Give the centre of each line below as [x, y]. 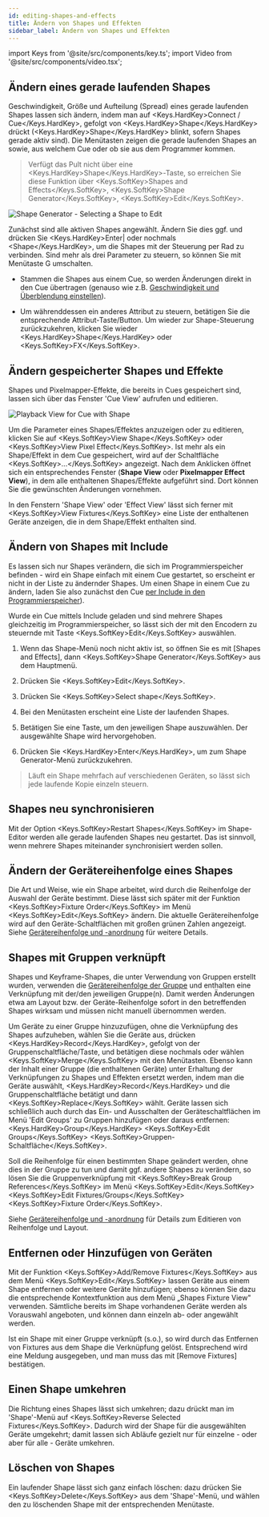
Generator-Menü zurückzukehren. [76, 760]
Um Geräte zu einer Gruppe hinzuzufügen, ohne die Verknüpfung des [123, 1027]
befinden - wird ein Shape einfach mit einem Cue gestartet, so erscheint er [132, 574]
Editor [18, 837]
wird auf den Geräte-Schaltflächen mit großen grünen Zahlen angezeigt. [127, 924]
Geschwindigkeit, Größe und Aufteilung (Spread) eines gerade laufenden [128, 107]
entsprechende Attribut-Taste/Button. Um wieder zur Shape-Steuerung [137, 320]
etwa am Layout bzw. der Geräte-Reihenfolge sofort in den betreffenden [127, 1003]
